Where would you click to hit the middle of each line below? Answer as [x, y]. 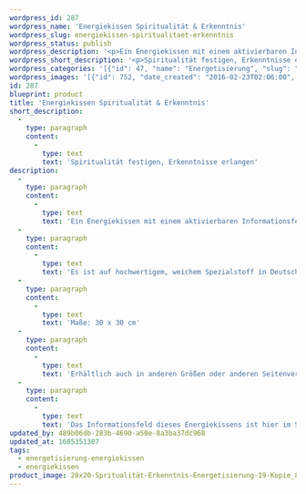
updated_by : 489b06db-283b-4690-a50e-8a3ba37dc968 [107, 433]
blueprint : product [46, 94]
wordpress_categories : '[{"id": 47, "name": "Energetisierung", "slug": [150, 69]
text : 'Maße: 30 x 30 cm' [92, 323]
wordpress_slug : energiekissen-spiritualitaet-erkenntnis [122, 35]
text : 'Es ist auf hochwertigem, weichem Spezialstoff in [154, 273]
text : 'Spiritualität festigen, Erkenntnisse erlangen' [150, 162]
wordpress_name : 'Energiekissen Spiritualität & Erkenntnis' [128, 26]
